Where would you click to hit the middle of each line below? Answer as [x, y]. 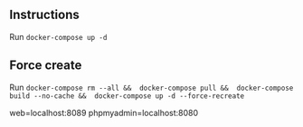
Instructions [44, 15]
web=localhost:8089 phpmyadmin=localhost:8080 [104, 112]
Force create [46, 66]
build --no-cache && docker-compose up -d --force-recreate [127, 96]
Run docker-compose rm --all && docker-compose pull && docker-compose [151, 87]
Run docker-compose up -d [58, 36]
